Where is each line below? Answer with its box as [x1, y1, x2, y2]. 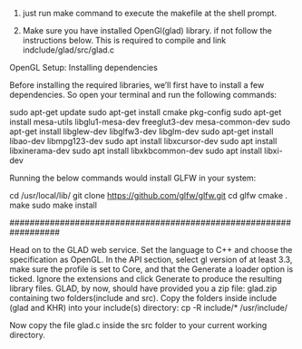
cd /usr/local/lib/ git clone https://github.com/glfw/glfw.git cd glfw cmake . [9, 190, 288, 200]
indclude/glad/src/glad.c [22, 44, 115, 55]
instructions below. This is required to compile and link [22, 35, 227, 45]
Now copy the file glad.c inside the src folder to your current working [9, 320, 268, 330]
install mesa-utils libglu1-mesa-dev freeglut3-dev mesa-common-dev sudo [9, 117, 291, 127]
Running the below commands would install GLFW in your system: [9, 172, 257, 183]
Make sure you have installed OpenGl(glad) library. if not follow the [22, 25, 272, 35]
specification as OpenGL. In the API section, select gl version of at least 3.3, [9, 254, 293, 265]
